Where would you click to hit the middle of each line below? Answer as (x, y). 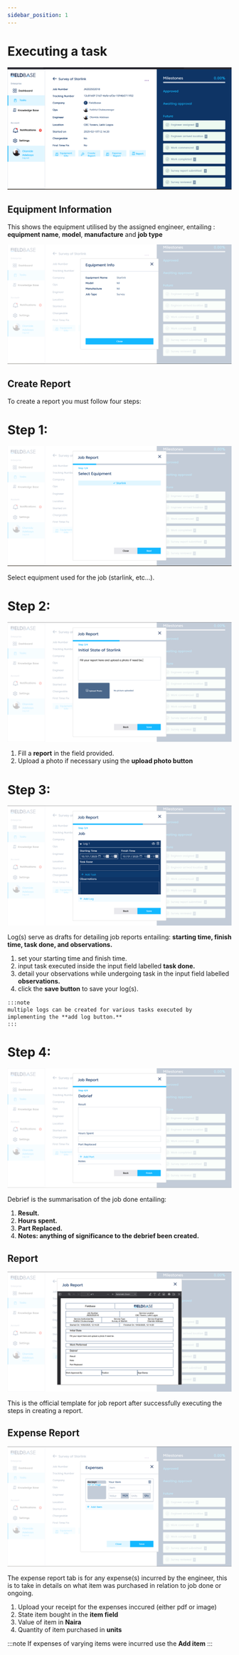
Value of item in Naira (49, 1622)
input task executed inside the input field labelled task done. (106, 966)
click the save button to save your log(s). (78, 988)
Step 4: (29, 1052)
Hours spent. (37, 1221)
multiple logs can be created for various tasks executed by (100, 1010)
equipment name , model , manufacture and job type (85, 234)
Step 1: (28, 430)
